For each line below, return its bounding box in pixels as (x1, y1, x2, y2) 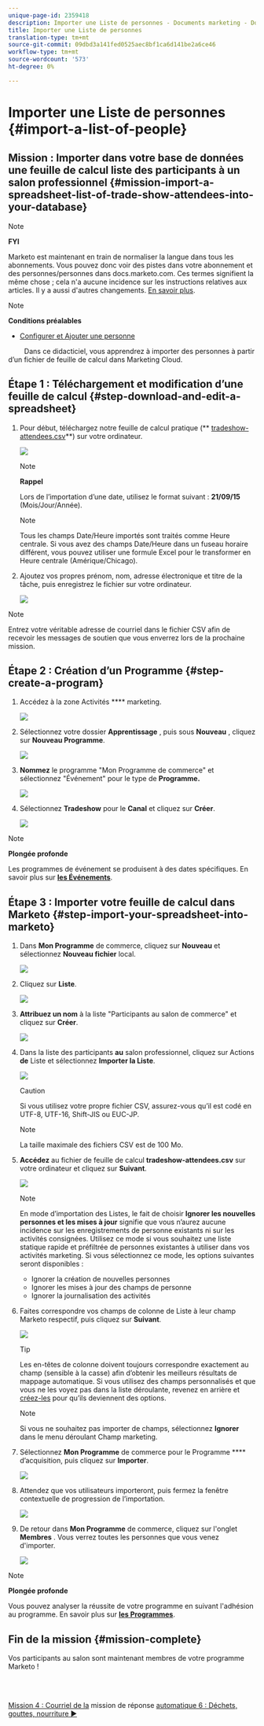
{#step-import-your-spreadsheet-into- (52, 908, 249, 921)
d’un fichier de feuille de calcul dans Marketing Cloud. (8, 355, 183, 364)
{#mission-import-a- (109, 176, 214, 190)
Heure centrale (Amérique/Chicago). (19, 555, 138, 565)
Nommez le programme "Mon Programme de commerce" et (19, 765, 214, 775)
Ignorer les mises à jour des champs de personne (31, 1283, 192, 1293)
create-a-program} (8, 676, 104, 689)
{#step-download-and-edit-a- (89, 390, 241, 404)
